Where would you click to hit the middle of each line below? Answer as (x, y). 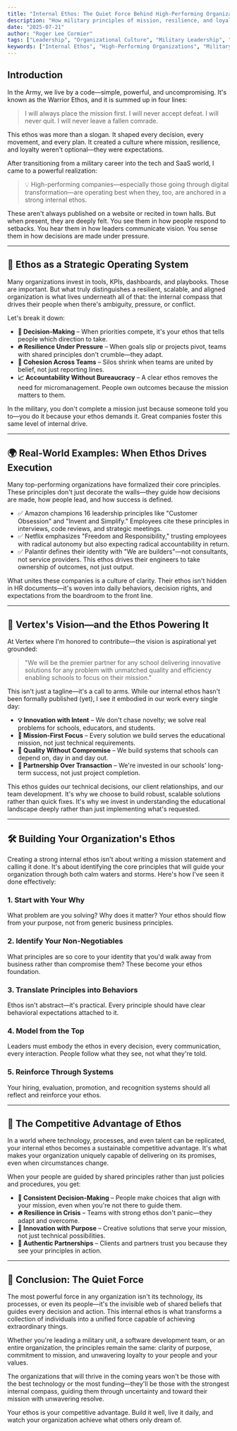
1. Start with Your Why (46, 900)
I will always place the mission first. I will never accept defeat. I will (121, 113)
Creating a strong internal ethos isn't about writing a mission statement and (117, 859)
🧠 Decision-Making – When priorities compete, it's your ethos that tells (121, 331)
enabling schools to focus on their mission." (88, 678)
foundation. (24, 971)
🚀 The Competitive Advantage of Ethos (95, 1123)
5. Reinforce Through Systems (61, 1072)
